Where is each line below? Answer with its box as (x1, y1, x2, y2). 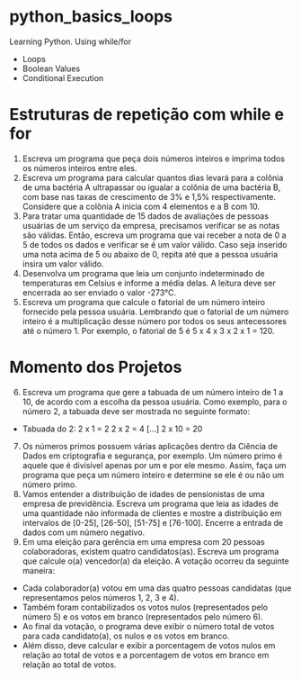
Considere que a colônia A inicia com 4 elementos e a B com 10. (22, 201, 261, 212)
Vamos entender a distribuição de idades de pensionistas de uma (22, 488, 265, 499)
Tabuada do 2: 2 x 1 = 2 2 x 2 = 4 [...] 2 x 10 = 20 (22, 423, 203, 434)
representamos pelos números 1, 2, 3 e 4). (22, 592, 180, 602)
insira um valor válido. (22, 258, 104, 269)
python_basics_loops (9, 6, 173, 27)
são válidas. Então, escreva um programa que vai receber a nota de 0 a (22, 230, 287, 240)
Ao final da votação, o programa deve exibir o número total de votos (22, 620, 275, 631)
